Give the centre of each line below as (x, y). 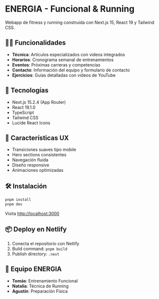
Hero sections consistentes (39, 155)
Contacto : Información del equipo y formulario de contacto (71, 70)
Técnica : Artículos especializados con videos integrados (68, 54)
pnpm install (18, 200)
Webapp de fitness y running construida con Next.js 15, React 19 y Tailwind (80, 22)
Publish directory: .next (36, 254)
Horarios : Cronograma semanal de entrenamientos (63, 60)
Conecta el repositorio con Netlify (46, 243)
